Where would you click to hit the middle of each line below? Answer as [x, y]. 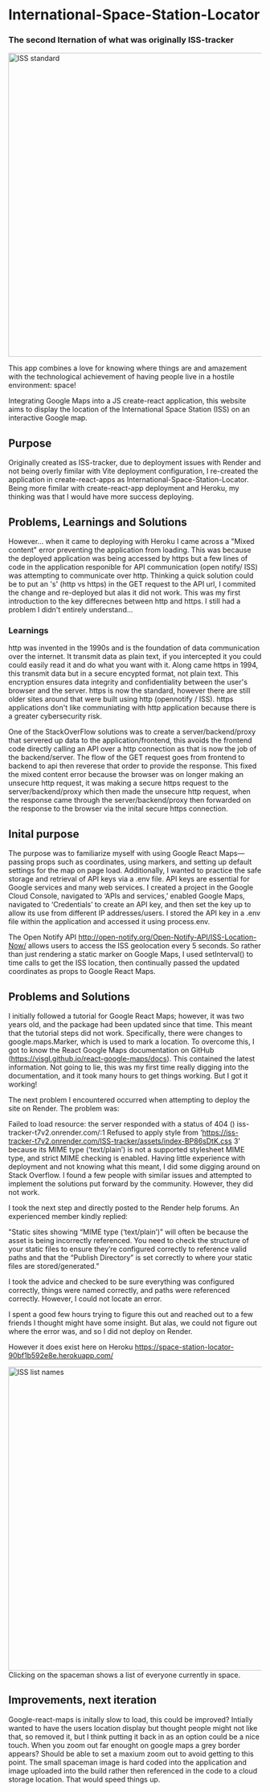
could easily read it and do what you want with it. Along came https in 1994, [133, 665]
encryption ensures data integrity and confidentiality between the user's [128, 682]
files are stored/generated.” [54, 1266]
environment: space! [42, 385]
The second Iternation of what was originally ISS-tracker [121, 40]
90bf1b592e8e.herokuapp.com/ [61, 1356]
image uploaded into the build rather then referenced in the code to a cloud [133, 1770]
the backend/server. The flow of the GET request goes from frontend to [127, 758]
